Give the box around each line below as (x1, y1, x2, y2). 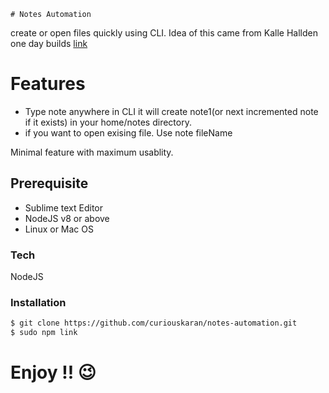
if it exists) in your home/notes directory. (24, 116, 192, 128)
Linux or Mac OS (24, 223, 94, 235)
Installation (10, 295, 67, 309)
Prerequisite (10, 175, 89, 192)
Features (10, 73, 86, 95)
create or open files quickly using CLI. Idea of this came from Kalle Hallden (10, 27, 318, 39)
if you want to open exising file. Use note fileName (24, 126, 233, 139)
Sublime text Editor (24, 201, 103, 214)
